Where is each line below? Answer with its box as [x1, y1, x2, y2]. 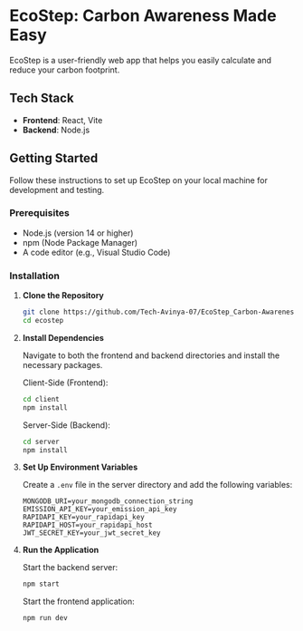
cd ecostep [22, 316, 64, 325]
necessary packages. [22, 359, 103, 370]
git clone [22, 307, 61, 317]
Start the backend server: [22, 562, 118, 573]
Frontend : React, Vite [22, 114, 103, 125]
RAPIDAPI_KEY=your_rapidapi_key [22, 513, 145, 522]
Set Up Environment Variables [22, 461, 138, 472]
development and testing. [9, 184, 105, 195]
